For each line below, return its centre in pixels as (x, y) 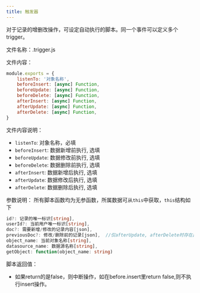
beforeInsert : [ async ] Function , (58, 85)
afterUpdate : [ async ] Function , (57, 107)
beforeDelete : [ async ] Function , (58, 96)
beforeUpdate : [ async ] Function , (58, 90)
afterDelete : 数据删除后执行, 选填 (56, 187)
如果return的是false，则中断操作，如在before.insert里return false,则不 (100, 276)
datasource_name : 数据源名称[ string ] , (52, 246)
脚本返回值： (22, 264)
